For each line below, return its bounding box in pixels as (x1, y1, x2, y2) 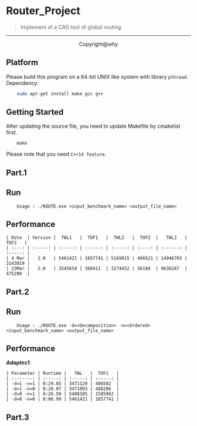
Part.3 (6, 412, 29, 422)
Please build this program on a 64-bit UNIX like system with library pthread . (6, 73, 189, 80)
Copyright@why (79, 40, 118, 48)
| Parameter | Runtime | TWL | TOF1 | (6, 371, 119, 377)
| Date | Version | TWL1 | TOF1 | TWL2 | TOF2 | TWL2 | (6, 235, 188, 241)
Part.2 (6, 287, 29, 297)
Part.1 (6, 168, 28, 178)
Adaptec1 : (6, 359, 31, 366)
